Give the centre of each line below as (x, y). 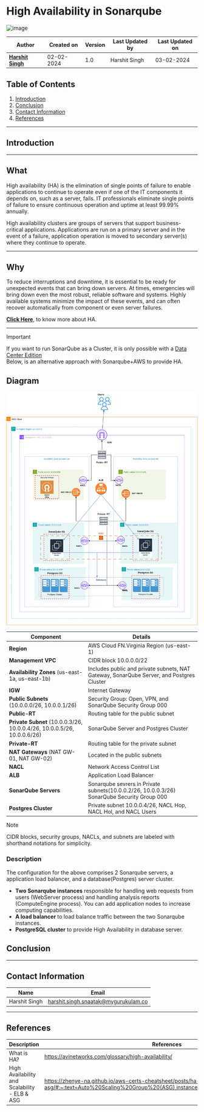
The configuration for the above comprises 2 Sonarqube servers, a (90, 872)
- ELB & (19, 1094)
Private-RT (23, 743)
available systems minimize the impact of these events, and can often (93, 301)
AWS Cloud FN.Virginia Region (126, 645)
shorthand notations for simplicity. (49, 843)
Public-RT (22, 714)
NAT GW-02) (36, 758)
